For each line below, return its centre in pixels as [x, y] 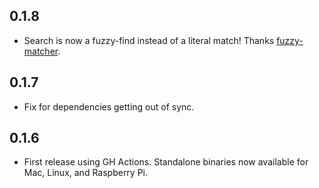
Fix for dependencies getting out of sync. [109, 106]
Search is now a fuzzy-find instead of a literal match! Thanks [149, 40]
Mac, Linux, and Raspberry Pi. [86, 173]
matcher [41, 51]
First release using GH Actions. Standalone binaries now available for [166, 162]
